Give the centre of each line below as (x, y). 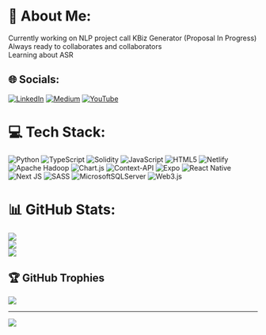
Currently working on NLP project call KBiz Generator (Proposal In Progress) (133, 38)
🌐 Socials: (34, 79)
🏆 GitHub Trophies (57, 279)
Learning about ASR (41, 55)
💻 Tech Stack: (57, 132)
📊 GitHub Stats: (62, 209)
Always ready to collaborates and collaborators (85, 46)
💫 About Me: (50, 16)
